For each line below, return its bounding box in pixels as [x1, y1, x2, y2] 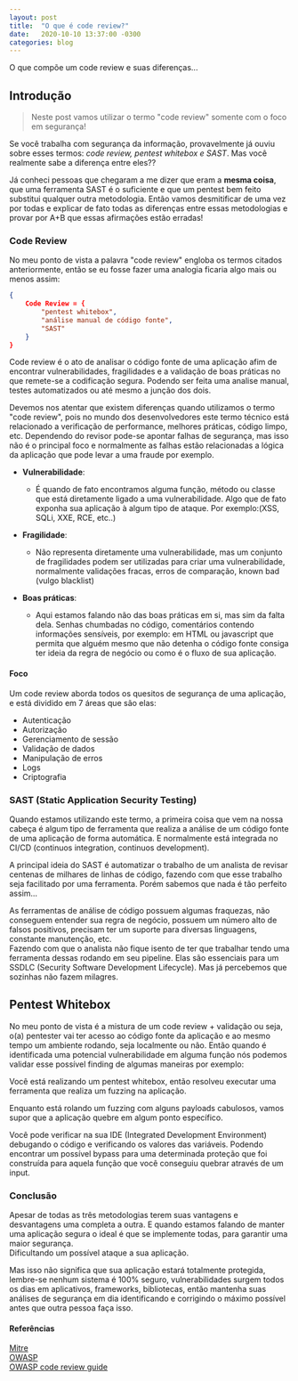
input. [9, 1167, 31, 1178]
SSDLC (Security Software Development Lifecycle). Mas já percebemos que [9, 962, 287, 972]
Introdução [9, 88, 72, 103]
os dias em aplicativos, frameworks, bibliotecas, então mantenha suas [9, 1284, 267, 1295]
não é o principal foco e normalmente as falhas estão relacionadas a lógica [9, 440, 285, 451]
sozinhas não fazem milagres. [9, 971, 118, 982]
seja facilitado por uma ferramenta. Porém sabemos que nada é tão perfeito [9, 878, 287, 889]
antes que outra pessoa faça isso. [9, 1303, 133, 1313]
